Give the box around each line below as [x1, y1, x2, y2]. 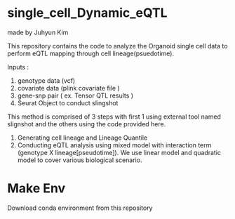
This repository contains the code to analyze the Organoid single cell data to [7, 41, 228, 50]
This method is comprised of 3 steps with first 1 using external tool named [7, 112, 221, 121]
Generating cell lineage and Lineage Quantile [17, 133, 148, 142]
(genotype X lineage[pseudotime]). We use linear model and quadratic [17, 148, 222, 157]
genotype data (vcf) [17, 76, 76, 85]
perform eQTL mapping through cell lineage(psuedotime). [7, 49, 174, 58]
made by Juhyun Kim [7, 28, 69, 36]
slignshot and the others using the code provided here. [7, 119, 166, 128]
